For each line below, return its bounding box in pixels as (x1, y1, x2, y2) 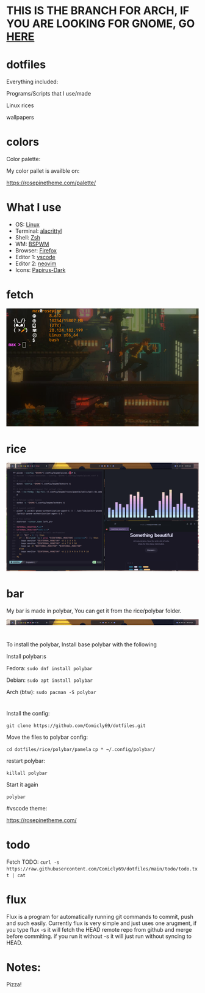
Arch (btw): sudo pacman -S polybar (6, 688, 96, 695)
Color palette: (6, 156, 41, 163)
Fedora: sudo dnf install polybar (6, 664, 93, 671)
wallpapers (6, 114, 35, 121)
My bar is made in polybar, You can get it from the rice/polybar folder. (6, 607, 182, 614)
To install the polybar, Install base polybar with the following (6, 641, 157, 648)
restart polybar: (6, 757, 46, 765)
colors (6, 135, 40, 149)
